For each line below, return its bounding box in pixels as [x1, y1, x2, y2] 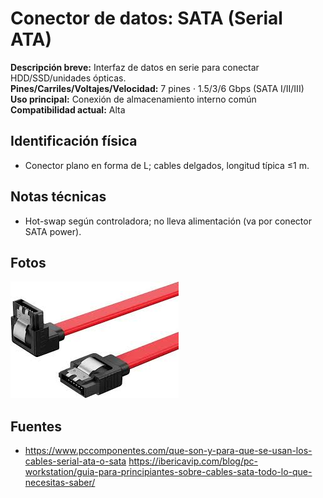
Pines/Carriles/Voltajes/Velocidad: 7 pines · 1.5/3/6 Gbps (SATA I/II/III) [10, 82, 305, 94]
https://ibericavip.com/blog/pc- [128, 455, 258, 467]
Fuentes [10, 418, 63, 435]
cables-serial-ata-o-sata [24, 455, 127, 467]
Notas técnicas [10, 188, 107, 206]
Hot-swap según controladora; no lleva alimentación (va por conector [24, 215, 312, 227]
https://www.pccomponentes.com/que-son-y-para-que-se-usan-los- [24, 445, 313, 457]
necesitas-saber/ [24, 477, 96, 489]
